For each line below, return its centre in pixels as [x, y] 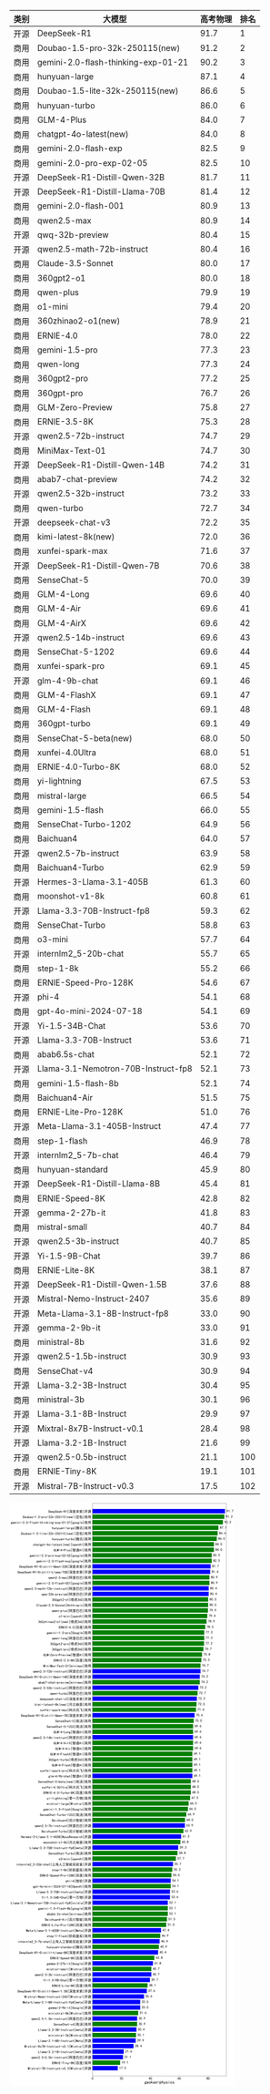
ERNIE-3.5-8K [65, 421]
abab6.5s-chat [66, 1054]
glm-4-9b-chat [68, 681]
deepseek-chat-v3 [74, 522]
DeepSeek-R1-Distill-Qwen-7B [99, 565]
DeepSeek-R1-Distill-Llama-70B [101, 191]
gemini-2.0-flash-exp [80, 149]
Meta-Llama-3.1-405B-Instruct [100, 1126]
